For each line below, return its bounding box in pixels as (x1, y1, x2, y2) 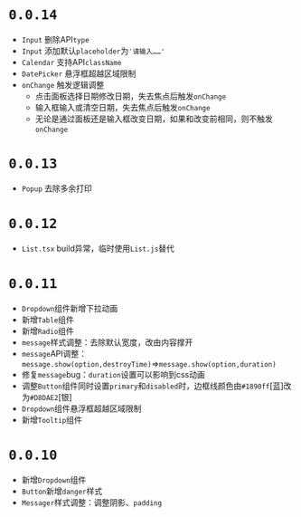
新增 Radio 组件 (21, 325, 74, 336)
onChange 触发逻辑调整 (21, 79, 105, 90)
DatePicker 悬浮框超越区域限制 (21, 68, 136, 79)
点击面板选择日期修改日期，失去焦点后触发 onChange (34, 91, 227, 101)
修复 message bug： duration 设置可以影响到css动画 (21, 369, 205, 379)
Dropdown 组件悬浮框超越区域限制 (21, 403, 142, 414)
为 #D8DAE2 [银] (21, 391, 73, 402)
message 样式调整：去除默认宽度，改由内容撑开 (21, 337, 193, 348)
